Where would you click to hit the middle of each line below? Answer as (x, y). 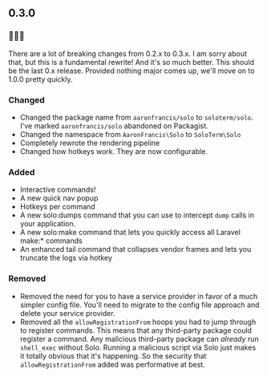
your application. (48, 224)
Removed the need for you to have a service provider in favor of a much (139, 296)
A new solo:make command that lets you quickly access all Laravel (130, 233)
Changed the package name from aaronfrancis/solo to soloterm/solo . (137, 117)
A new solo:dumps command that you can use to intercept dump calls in (137, 215)
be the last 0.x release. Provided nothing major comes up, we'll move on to (131, 71)
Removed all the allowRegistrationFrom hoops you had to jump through (138, 322)
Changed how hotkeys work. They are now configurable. (114, 151)
